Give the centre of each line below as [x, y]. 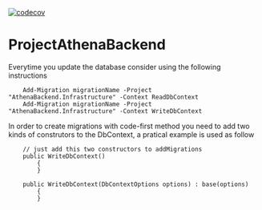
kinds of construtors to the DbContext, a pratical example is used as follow [131, 134]
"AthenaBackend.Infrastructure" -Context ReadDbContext [103, 97]
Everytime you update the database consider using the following [115, 67]
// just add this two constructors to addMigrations [113, 149]
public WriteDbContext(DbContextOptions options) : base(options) [136, 184]
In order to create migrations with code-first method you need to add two [129, 126]
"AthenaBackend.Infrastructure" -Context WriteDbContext [105, 111]
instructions [28, 75]
